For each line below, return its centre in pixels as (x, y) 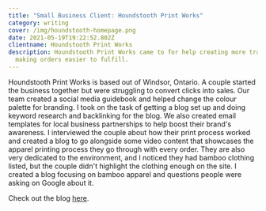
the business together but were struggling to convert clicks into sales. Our (129, 90)
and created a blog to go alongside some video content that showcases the (131, 141)
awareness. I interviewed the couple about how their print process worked (129, 132)
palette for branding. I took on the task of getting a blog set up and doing (127, 107)
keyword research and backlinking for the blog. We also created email (122, 115)
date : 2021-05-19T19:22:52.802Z (61, 38)
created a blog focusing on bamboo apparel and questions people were (125, 174)
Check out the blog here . (49, 198)
